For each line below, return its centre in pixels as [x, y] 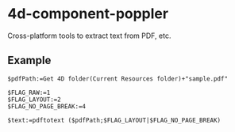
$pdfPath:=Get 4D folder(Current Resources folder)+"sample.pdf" [118, 79]
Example [29, 60]
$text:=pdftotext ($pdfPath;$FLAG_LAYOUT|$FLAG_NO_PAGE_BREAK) [114, 120]
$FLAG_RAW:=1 [29, 92]
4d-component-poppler [88, 14]
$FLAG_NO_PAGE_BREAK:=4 [47, 106]
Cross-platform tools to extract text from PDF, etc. [89, 36]
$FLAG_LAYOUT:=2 [34, 100]
